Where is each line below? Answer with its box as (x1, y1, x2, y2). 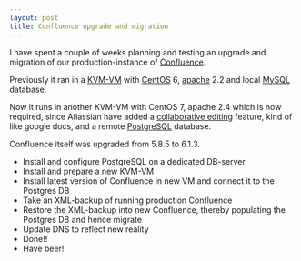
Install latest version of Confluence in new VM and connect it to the (22, 175, 275, 186)
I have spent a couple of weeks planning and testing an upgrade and (9, 46, 266, 57)
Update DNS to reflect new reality (22, 224, 149, 235)
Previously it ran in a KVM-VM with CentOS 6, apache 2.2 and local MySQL (9, 74, 291, 85)
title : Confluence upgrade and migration (9, 22, 169, 31)
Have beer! (22, 243, 65, 254)
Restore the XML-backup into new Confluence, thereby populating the (22, 204, 286, 215)
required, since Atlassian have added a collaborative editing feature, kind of (9, 111, 293, 122)
